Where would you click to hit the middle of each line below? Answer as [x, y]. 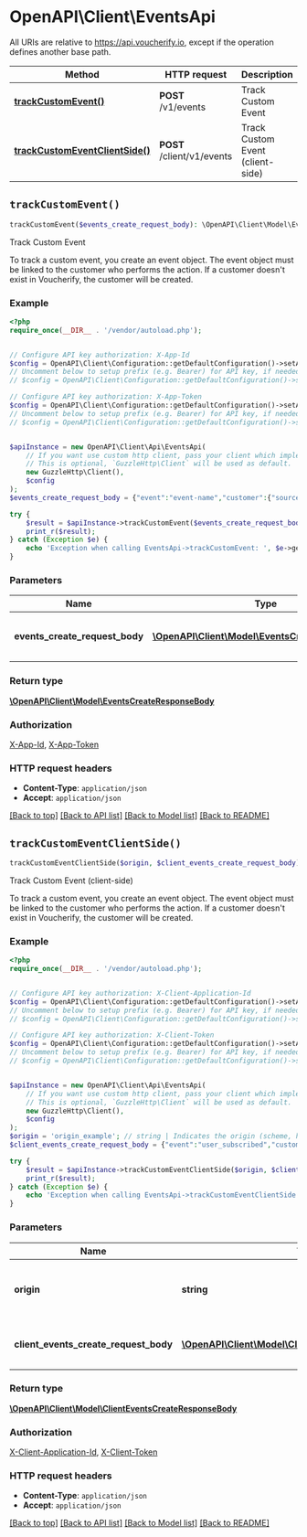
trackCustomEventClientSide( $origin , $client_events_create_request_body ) [155, 863]
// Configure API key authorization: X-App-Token [106, 397]
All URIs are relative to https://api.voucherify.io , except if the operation [142, 42]
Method [82, 74]
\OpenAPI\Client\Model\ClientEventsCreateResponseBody [123, 1408]
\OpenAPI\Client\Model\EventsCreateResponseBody [112, 700]
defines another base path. [60, 51]
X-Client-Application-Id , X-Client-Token [84, 1452]
